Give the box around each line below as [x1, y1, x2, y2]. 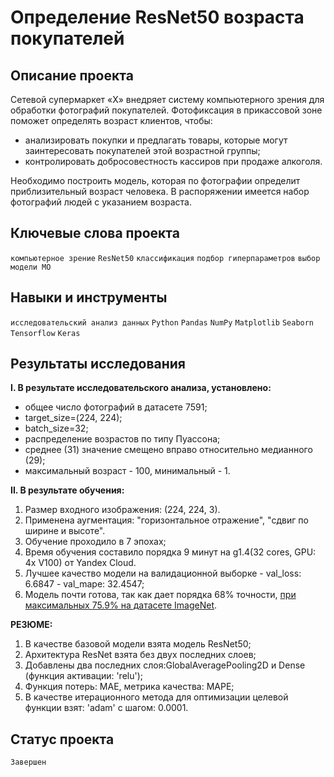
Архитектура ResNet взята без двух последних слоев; [24, 649, 257, 661]
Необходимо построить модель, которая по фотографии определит [10, 175, 301, 186]
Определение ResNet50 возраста [10, 6, 305, 29]
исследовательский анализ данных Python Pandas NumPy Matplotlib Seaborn [10, 317, 315, 328]
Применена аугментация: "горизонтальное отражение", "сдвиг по [24, 514, 309, 526]
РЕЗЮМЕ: [10, 619, 53, 631]
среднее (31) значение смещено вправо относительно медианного [24, 444, 313, 456]
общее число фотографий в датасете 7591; [24, 401, 208, 413]
